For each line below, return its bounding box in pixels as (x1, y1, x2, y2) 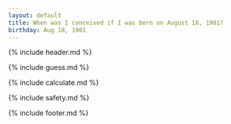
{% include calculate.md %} (8, 78, 99, 87)
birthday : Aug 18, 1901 (8, 26, 87, 34)
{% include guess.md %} (8, 63, 89, 72)
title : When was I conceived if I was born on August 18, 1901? (8, 19, 224, 27)
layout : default (8, 11, 61, 20)
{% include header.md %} (8, 48, 92, 57)
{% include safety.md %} (8, 93, 90, 103)
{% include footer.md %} (8, 108, 89, 118)
